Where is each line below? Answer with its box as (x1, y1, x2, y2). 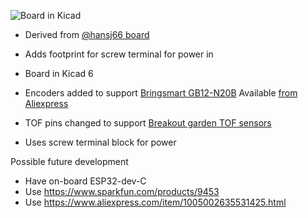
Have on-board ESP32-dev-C (24, 175, 147, 187)
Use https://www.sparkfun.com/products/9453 (24, 186, 220, 197)
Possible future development (10, 156, 129, 167)
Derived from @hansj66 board (24, 29, 150, 40)
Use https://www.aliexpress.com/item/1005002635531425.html (24, 196, 287, 208)
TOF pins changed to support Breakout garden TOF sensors (24, 117, 272, 129)
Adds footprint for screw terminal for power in (24, 48, 214, 60)
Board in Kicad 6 (24, 68, 94, 79)
